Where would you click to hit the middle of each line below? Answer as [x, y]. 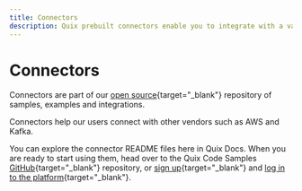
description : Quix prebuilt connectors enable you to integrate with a [146, 26]
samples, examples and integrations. [77, 105]
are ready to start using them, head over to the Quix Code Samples [133, 159]
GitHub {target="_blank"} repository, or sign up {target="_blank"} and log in [147, 168]
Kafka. [22, 132]
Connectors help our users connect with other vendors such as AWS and [145, 122]
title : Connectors [44, 17]
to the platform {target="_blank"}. [71, 178]
